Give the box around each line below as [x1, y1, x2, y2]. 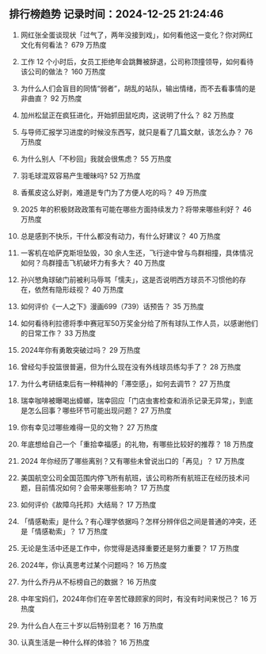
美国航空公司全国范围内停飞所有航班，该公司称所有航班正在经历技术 [20, 472, 243, 482]
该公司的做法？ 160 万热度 [20, 67, 106, 76]
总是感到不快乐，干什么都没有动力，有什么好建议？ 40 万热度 [20, 231, 221, 240]
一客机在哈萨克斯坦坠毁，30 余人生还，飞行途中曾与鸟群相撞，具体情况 [20, 248, 254, 258]
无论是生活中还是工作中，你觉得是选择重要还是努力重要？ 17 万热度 [20, 543, 240, 553]
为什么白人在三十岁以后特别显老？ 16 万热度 [20, 621, 165, 630]
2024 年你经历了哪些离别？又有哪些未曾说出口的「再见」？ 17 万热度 [20, 456, 245, 465]
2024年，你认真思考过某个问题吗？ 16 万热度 [20, 560, 167, 569]
